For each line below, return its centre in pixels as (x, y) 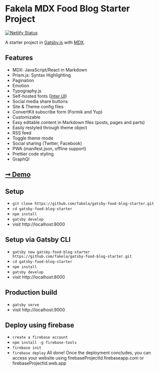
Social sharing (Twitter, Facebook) (47, 143)
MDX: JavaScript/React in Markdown (50, 70)
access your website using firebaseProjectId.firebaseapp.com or (78, 358)
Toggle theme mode (33, 138)
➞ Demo (18, 175)
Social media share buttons (40, 101)
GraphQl (21, 159)
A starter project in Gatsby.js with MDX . (45, 42)
